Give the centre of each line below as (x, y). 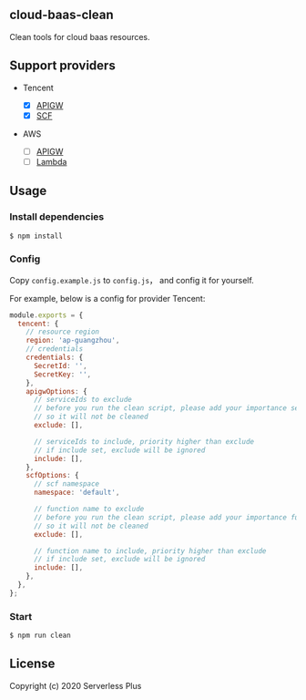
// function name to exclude (89, 510)
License (32, 664)
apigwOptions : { (57, 391)
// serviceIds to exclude (82, 400)
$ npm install (36, 236)
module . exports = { (46, 315)
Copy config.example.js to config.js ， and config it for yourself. (132, 280)
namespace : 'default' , (76, 493)
